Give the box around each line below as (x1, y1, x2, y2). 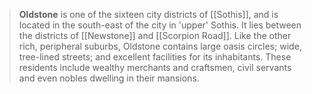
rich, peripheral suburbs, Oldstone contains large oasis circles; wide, (18, 40, 302, 52)
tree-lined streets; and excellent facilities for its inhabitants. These (18, 51, 292, 63)
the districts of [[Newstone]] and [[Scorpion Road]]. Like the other (18, 30, 292, 41)
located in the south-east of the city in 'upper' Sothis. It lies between (18, 19, 302, 31)
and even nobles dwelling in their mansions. (18, 72, 200, 84)
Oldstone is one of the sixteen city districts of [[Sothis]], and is (18, 9, 279, 20)
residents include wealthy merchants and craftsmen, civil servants (18, 62, 292, 73)
